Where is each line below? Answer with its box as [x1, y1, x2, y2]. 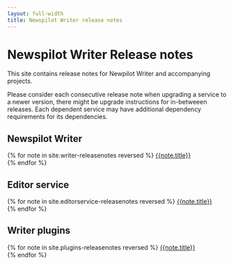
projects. [7, 77, 33, 86]
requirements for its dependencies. [7, 113, 108, 121]
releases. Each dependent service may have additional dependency [7, 105, 202, 113]
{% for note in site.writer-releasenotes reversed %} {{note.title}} [7, 151, 191, 160]
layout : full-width [7, 10, 64, 17]
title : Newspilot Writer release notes [7, 17, 123, 24]
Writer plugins [7, 225, 71, 236]
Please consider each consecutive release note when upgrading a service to [7, 90, 227, 99]
